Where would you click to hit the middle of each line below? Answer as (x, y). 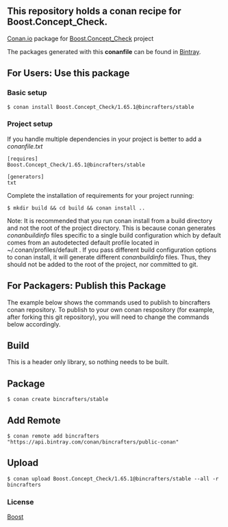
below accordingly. (34, 324)
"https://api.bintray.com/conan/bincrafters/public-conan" (93, 442)
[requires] (23, 159)
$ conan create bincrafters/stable (58, 400)
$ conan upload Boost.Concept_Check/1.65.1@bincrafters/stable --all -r (113, 478)
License (21, 502)
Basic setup (27, 93)
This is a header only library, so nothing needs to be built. (88, 362)
